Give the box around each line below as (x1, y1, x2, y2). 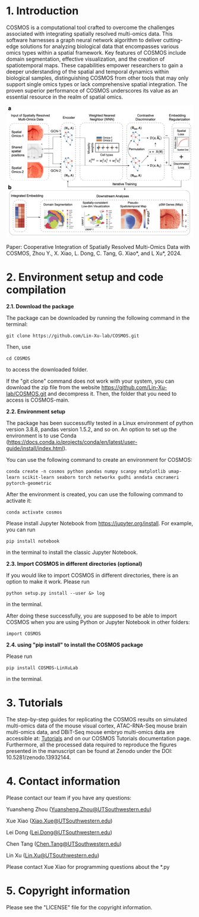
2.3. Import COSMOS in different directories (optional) (6, 560, 143, 567)
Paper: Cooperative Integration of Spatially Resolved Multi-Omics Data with (6, 243, 191, 250)
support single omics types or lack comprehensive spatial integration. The (6, 80, 188, 87)
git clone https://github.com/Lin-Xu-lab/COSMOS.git (6, 333, 140, 339)
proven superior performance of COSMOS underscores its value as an (6, 87, 178, 94)
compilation (6, 283, 67, 297)
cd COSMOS (6, 355, 31, 361)
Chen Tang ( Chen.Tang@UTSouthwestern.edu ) (6, 840, 122, 847)
